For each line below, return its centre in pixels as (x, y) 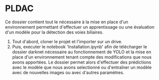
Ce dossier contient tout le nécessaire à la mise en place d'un (67, 22)
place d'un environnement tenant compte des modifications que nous (82, 57)
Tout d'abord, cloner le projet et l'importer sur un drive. (67, 41)
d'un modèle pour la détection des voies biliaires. (54, 32)
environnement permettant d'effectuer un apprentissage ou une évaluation (80, 27)
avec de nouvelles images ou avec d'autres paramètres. (68, 72)
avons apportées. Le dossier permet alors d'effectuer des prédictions (82, 62)
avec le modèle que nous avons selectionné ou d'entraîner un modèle (82, 67)
